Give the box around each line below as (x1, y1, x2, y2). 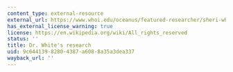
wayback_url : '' (7, 55, 54, 62)
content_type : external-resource (7, 10, 104, 17)
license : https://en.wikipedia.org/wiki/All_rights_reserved (7, 29, 188, 36)
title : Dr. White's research (7, 42, 92, 49)
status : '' (7, 36, 39, 43)
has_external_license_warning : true (7, 23, 113, 29)
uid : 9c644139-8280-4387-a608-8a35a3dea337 (7, 49, 135, 56)
